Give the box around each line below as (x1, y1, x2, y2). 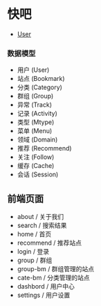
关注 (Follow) (17, 153, 55, 161)
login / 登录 (17, 247, 50, 256)
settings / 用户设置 (17, 291, 71, 300)
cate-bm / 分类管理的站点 (17, 273, 90, 282)
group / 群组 (17, 256, 53, 265)
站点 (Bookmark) (17, 75, 65, 83)
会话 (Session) (17, 170, 59, 178)
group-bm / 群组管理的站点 (17, 265, 95, 273)
